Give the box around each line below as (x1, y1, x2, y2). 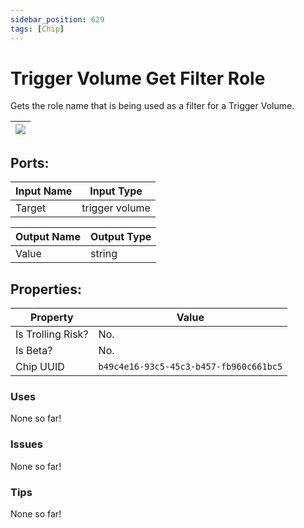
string (89, 247, 118, 261)
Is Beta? (15, 344, 53, 358)
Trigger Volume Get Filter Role (10, 67, 266, 90)
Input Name (15, 184, 73, 198)
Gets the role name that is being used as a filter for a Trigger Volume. (10, 100, 295, 112)
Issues (10, 437, 44, 451)
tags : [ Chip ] (10, 24, 65, 34)
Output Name (15, 230, 81, 244)
